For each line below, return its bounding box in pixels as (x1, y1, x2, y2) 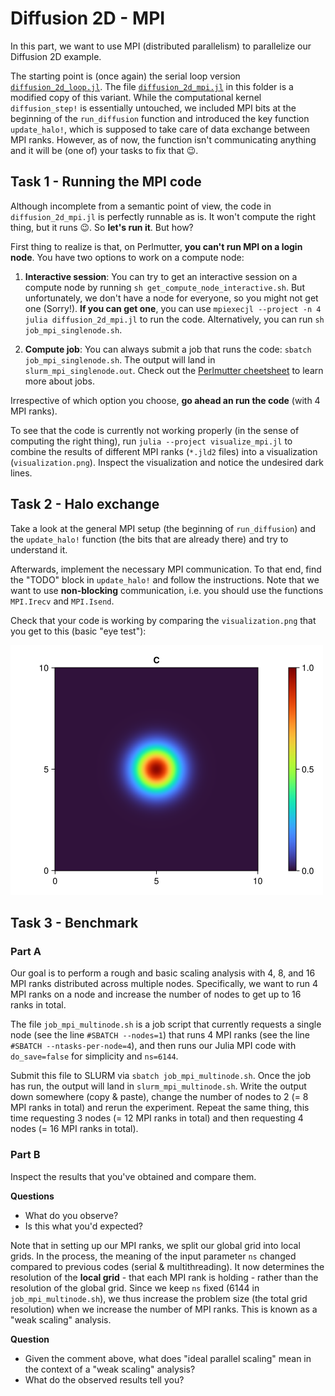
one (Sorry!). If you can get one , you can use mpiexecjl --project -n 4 (24, 302, 322, 314)
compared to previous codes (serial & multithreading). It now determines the (10, 1260, 325, 1272)
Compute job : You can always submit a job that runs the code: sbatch (24, 343, 312, 355)
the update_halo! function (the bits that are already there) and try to (10, 533, 289, 545)
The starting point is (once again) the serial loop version (10, 70, 241, 82)
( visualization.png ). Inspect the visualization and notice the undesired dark (10, 456, 324, 468)
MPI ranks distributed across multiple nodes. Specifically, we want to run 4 (10, 978, 319, 990)
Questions (10, 1190, 55, 1202)
